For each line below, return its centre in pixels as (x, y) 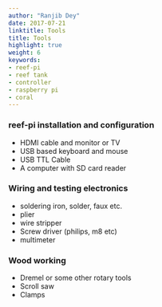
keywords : (25, 61)
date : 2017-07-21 (37, 23)
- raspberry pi (34, 90)
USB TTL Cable (45, 159)
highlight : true (35, 45)
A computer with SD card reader (73, 167)
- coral (21, 97)
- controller (30, 82)
